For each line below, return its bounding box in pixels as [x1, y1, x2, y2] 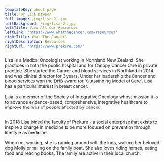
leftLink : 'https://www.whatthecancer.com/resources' [5, 30, 118, 35]
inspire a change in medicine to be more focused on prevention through [5, 124, 151, 130]
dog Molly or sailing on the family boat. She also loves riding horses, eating [5, 145, 158, 151]
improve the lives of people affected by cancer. [5, 104, 101, 110]
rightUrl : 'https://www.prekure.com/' [5, 44, 85, 49]
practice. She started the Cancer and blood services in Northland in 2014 [5, 67, 154, 74]
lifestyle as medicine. [5, 129, 48, 135]
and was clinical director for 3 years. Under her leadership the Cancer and [5, 73, 156, 79]
